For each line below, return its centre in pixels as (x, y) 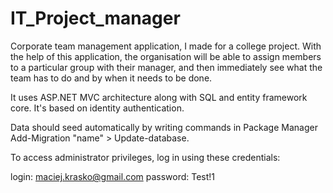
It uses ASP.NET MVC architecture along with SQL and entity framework (159, 97)
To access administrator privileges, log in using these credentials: (145, 157)
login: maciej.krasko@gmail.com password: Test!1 (113, 176)
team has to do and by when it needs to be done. (111, 78)
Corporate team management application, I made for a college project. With (166, 46)
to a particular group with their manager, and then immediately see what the (166, 67)
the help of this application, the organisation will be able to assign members (166, 56)
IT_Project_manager (95, 18)
